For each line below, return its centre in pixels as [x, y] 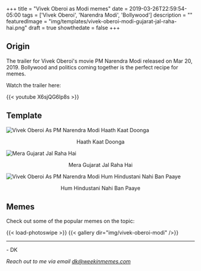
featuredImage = [27, 21]
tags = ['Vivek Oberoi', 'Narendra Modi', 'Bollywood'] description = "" [107, 15]
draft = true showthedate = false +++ [74, 28]
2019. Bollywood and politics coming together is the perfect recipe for [92, 67]
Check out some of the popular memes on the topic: [70, 221]
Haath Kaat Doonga [100, 141]
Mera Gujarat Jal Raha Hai [100, 165]
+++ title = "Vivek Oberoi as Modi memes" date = [67, 9]
